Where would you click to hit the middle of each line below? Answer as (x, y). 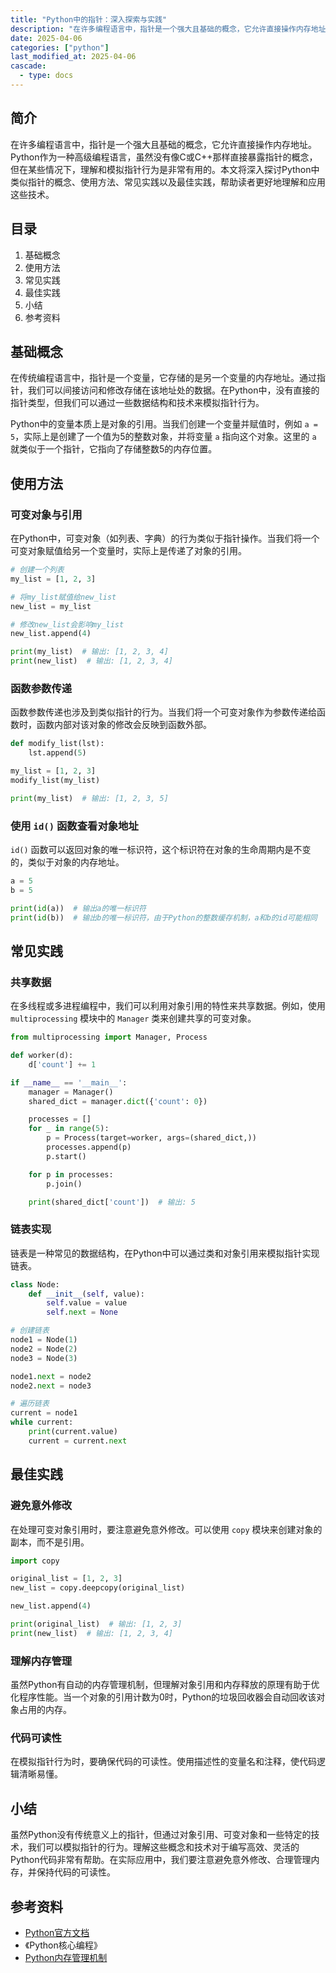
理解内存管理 (41, 1661)
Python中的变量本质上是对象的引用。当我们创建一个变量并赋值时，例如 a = (164, 424)
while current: (42, 1422)
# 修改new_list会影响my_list (67, 624)
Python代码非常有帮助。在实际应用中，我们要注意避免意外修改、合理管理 (161, 1860)
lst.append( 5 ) (57, 753)
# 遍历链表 (30, 1404)
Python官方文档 (57, 1932)
